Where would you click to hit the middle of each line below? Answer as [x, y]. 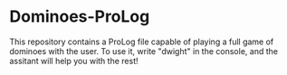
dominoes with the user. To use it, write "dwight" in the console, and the [144, 51]
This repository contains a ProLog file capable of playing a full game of [142, 42]
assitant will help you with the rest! [74, 61]
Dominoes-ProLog [80, 17]
